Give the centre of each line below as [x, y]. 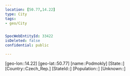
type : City [16, 14]
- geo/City [16, 23]
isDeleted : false [23, 41]
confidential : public [27, 45]
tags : [10, 19]
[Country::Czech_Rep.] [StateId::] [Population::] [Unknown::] [65, 68]
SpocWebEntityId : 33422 [29, 36]
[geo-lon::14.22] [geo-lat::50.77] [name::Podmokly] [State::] [65, 63]
